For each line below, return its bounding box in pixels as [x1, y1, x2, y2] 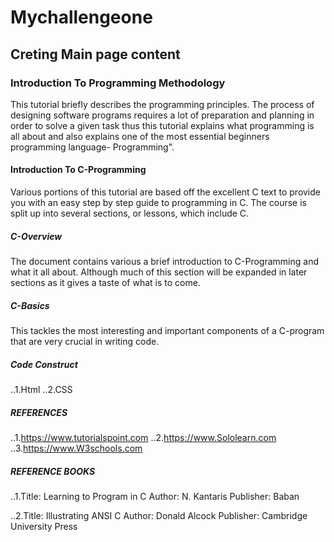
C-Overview [10, 230, 63, 242]
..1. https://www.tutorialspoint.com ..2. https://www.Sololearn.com [10, 431, 277, 443]
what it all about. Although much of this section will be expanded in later [10, 266, 308, 278]
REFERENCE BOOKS [10, 465, 96, 477]
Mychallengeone [10, 6, 153, 29]
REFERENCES [10, 406, 68, 418]
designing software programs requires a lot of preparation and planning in [10, 109, 315, 121]
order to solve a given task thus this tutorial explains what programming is [10, 119, 315, 131]
